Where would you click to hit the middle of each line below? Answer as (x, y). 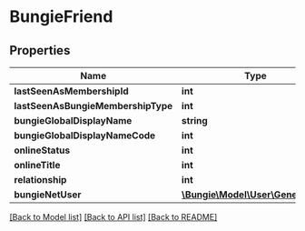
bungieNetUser (48, 195)
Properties (40, 50)
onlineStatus (42, 150)
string (195, 121)
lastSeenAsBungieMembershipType (93, 106)
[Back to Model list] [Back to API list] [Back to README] (113, 217)
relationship (40, 180)
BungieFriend (61, 17)
